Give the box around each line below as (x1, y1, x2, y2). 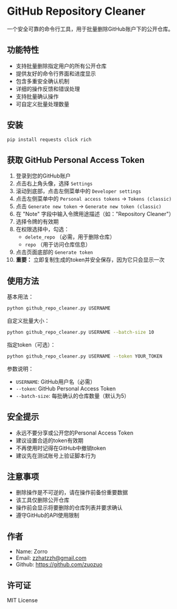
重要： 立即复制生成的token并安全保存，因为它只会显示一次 (15, 256, 165, 264)
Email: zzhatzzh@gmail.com (15, 554, 87, 562)
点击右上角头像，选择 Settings (15, 180, 93, 187)
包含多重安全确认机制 (15, 77, 69, 85)
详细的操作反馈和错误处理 (15, 85, 80, 92)
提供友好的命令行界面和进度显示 (15, 70, 96, 77)
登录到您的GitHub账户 (15, 172, 71, 179)
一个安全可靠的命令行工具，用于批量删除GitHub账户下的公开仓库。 (7, 25, 174, 32)
